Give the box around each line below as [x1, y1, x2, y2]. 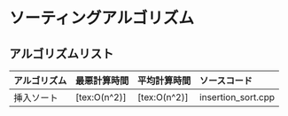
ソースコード [198, 74, 253, 87]
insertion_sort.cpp [198, 91, 275, 103]
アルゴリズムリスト [9, 46, 114, 61]
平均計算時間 [136, 74, 191, 87]
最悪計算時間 [74, 74, 129, 87]
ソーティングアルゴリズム [9, 8, 195, 28]
